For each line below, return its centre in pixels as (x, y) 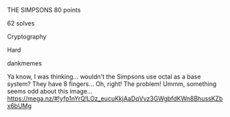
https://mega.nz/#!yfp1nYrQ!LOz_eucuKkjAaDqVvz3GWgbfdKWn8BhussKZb (115, 98)
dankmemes (25, 63)
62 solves (21, 23)
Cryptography (27, 36)
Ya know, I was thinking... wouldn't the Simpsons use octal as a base (104, 76)
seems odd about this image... (50, 91)
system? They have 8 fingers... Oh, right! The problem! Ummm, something (112, 84)
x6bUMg (20, 106)
